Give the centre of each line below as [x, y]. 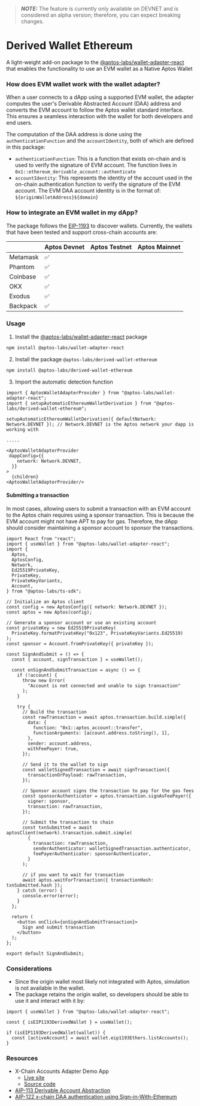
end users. [19, 123]
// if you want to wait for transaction [73, 875]
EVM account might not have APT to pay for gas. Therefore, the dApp [92, 521]
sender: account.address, [60, 744]
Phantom [22, 266]
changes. [32, 21]
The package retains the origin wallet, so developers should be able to [101, 994]
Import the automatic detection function [64, 382]
